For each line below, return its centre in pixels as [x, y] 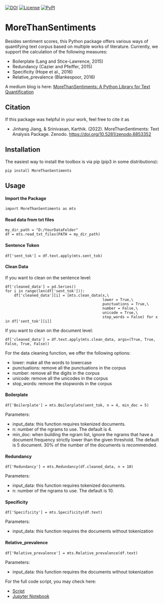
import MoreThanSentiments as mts [41, 209]
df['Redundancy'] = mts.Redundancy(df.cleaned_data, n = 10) [69, 467]
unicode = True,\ [120, 313]
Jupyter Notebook [31, 596]
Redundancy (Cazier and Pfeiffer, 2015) [52, 66]
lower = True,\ [118, 300]
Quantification [20, 92]
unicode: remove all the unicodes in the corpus [60, 378]
